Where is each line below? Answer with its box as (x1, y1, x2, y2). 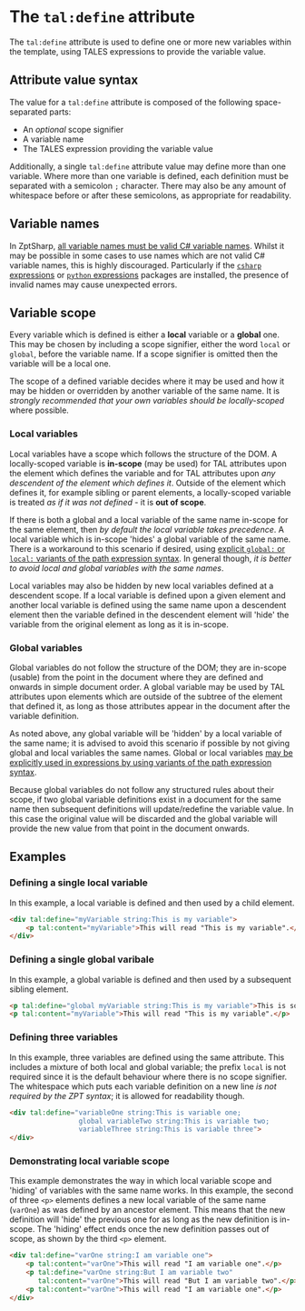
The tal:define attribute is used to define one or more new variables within (9, 36, 292, 47)
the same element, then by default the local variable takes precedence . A (9, 524, 284, 535)
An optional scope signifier (22, 124, 124, 135)
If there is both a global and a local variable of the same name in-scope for (9, 514, 289, 525)
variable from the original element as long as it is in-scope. (9, 618, 229, 629)
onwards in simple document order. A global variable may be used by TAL (9, 681, 286, 692)
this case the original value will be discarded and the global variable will (9, 813, 278, 824)
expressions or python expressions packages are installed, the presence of (9, 269, 289, 280)
